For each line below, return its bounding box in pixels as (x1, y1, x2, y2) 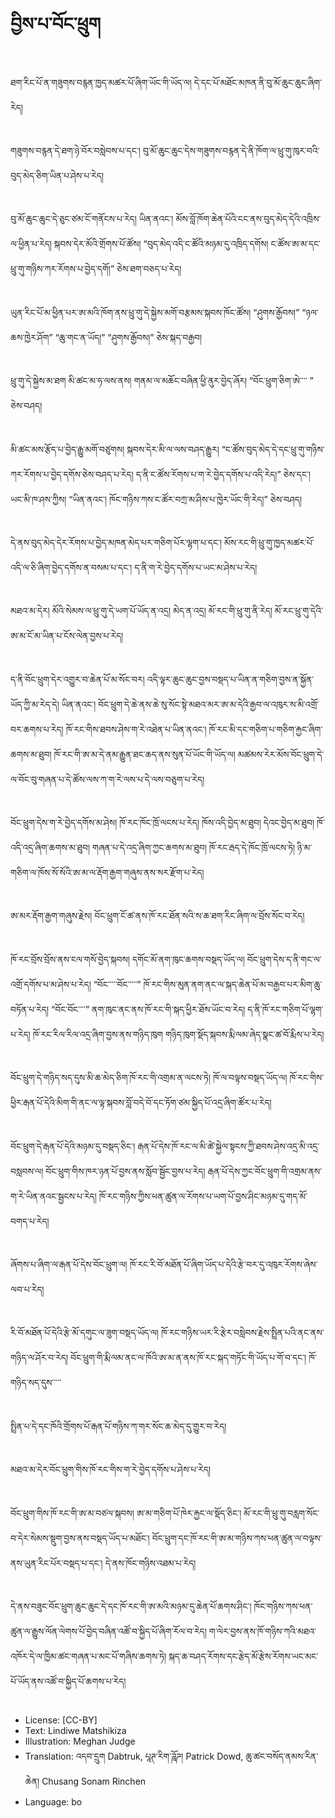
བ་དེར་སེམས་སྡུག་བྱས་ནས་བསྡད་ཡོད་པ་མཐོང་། (10, 1532, 150, 1544)
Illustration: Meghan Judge (24, 1735, 136, 1748)
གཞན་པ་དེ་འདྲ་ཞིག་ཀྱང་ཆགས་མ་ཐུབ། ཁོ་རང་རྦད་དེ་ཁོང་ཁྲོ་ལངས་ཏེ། (91, 842, 296, 854)
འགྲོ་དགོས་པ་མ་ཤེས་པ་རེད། (10, 978, 92, 990)
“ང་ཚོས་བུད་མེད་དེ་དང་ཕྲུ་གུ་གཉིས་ (221, 443, 325, 455)
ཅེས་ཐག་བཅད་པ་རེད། (116, 263, 182, 275)
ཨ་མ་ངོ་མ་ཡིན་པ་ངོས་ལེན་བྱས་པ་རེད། (10, 630, 124, 642)
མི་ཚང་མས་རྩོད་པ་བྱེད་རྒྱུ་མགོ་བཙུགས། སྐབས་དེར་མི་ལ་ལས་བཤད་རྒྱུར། (10, 443, 220, 455)
